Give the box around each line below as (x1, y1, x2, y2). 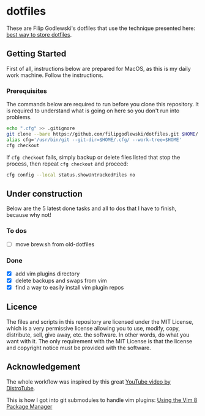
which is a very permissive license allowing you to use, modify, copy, (6, 324, 181, 332)
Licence (6, 302, 38, 312)
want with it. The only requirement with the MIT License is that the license (6, 337, 193, 345)
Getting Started (6, 49, 67, 59)
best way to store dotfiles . (6, 31, 72, 38)
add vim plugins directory (15, 270, 80, 277)
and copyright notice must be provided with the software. (6, 344, 151, 351)
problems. (6, 114, 32, 121)
